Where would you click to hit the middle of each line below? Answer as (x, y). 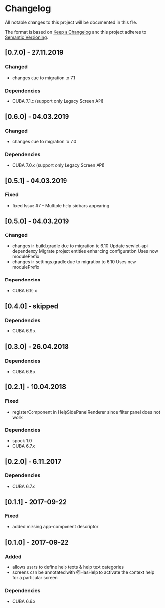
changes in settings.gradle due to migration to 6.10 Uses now (74, 262)
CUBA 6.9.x (24, 331)
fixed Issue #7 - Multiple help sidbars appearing (61, 205)
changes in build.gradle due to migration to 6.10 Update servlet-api (80, 246)
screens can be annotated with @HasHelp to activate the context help (83, 572)
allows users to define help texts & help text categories (68, 567)
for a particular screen (35, 578)
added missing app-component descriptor (55, 527)
